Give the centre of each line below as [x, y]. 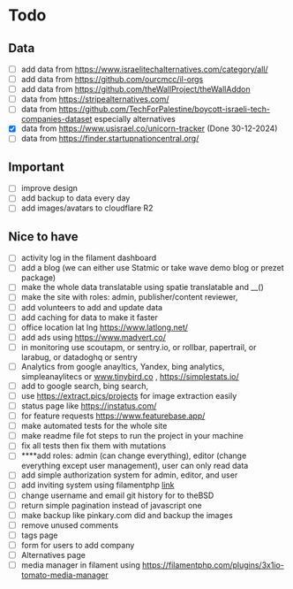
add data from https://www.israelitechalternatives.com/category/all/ [144, 69]
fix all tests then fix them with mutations [94, 446]
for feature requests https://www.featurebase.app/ [113, 416]
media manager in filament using [80, 565]
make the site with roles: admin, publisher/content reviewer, [129, 297]
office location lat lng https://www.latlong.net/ [105, 327]
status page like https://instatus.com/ [89, 406]
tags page [39, 535]
